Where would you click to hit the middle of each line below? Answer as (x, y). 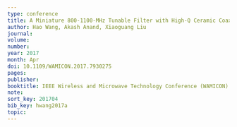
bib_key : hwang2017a (38, 106)
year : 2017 (23, 54)
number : (19, 47)
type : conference (33, 14)
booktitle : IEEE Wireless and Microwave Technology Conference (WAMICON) (118, 86)
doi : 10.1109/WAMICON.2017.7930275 (60, 66)
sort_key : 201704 (33, 99)
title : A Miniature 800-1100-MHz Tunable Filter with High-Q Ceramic (112, 20)
